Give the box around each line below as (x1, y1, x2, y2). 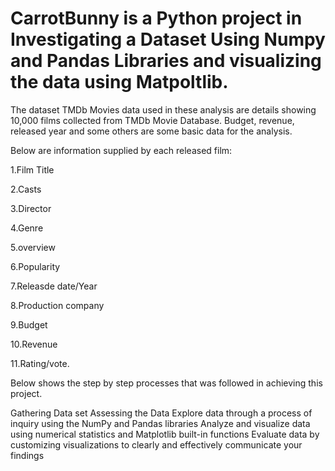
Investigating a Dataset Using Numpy (10, 28, 326, 51)
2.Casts (10, 183, 42, 195)
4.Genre (10, 222, 44, 234)
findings (10, 449, 45, 461)
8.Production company (10, 299, 105, 311)
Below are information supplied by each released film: (10, 144, 233, 156)
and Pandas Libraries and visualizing (10, 50, 322, 72)
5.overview (10, 241, 56, 253)
